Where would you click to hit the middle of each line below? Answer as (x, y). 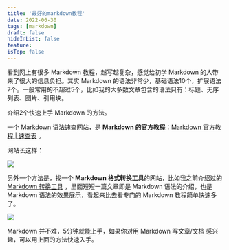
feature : (20, 45)
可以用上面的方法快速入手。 (58, 239)
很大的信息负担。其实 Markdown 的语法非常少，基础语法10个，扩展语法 (120, 80)
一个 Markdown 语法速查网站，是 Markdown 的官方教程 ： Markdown (104, 127)
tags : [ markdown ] (32, 26)
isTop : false (26, 52)
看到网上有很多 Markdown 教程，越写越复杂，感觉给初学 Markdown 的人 (110, 72)
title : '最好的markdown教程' (46, 13)
